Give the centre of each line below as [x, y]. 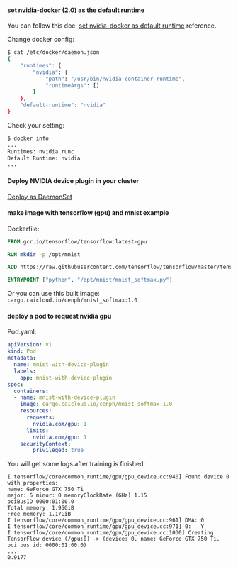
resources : [36, 411]
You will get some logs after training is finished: [76, 464]
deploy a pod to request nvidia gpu [59, 316]
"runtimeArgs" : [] [72, 85]
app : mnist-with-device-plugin [66, 378]
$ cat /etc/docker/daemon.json [53, 53]
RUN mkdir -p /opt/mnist [44, 254]
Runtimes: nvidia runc [41, 152]
